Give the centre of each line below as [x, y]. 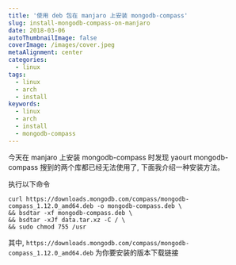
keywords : [25, 104]
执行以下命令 [29, 184]
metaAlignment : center [46, 52]
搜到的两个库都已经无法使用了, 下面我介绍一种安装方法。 [131, 167]
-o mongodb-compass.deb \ [139, 206]
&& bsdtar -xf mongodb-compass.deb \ [70, 213]
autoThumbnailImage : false [53, 38]
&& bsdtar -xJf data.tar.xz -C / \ [67, 220]
